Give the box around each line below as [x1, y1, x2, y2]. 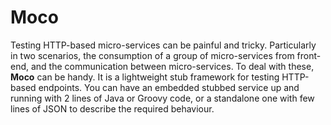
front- [296, 49, 322, 61]
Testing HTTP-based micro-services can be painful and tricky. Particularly [10, 39, 317, 51]
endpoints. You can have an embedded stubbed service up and [38, 81, 300, 93]
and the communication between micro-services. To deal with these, [30, 60, 315, 72]
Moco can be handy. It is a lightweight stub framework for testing [10, 71, 280, 83]
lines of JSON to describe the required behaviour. [10, 102, 215, 115]
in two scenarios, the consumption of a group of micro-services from [10, 49, 295, 61]
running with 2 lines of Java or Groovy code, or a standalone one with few [10, 92, 315, 104]
